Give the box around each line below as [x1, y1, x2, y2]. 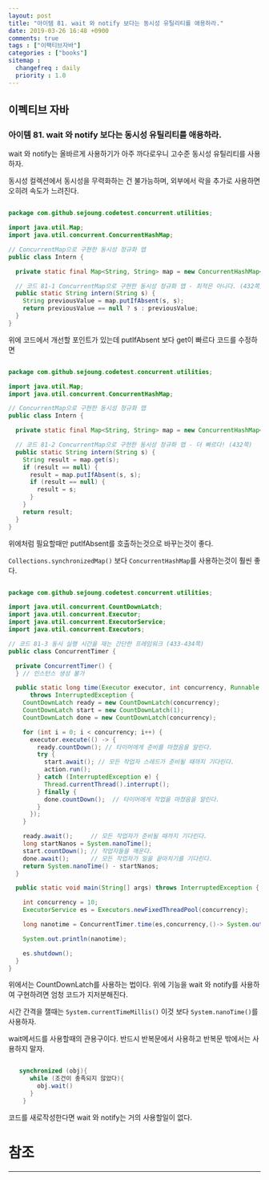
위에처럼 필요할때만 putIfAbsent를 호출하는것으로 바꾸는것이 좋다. [8, 539, 214, 548]
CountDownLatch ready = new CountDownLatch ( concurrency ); [22, 699, 220, 707]
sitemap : [8, 57, 42, 65]
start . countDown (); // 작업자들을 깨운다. [22, 847, 154, 855]
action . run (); [43, 766, 91, 774]
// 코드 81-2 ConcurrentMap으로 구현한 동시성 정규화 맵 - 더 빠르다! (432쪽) [15, 441, 253, 450]
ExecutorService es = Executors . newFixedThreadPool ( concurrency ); [22, 906, 249, 914]
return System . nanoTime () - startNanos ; [22, 862, 159, 870]
